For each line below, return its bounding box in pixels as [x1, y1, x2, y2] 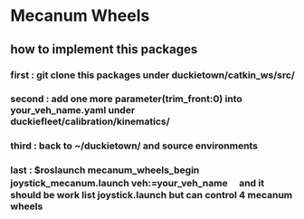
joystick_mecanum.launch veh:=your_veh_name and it [10, 177, 265, 190]
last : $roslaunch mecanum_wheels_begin [10, 164, 200, 176]
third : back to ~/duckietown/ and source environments [10, 139, 259, 152]
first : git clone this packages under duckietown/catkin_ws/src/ [10, 69, 295, 81]
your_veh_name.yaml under [10, 104, 136, 117]
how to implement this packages [10, 42, 198, 57]
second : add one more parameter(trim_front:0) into [10, 92, 242, 105]
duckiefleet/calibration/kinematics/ [10, 115, 170, 128]
